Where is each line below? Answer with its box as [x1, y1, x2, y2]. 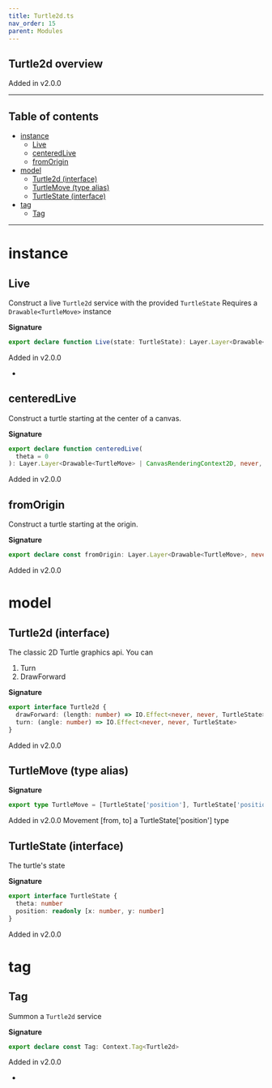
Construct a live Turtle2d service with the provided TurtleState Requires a [8, 298, 257, 308]
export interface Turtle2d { [8, 703, 107, 711]
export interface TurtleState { [8, 892, 117, 900]
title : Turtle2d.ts [8, 11, 74, 20]
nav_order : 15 [8, 19, 57, 28]
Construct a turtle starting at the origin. [8, 519, 139, 529]
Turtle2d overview [8, 57, 104, 70]
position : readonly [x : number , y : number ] [15, 907, 164, 915]
